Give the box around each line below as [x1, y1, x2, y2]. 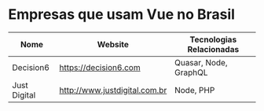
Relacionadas [187, 43, 240, 54]
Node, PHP [174, 84, 215, 95]
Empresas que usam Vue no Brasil [8, 6, 236, 24]
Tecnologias [189, 34, 237, 45]
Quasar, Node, [174, 57, 228, 68]
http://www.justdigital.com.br [59, 84, 167, 95]
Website [97, 39, 130, 50]
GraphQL [174, 67, 208, 78]
